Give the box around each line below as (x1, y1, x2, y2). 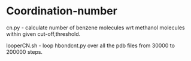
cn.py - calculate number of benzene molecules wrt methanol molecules (6, 24, 185, 31)
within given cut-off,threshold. (6, 30, 81, 37)
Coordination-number (6, 4, 118, 18)
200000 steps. (6, 48, 43, 55)
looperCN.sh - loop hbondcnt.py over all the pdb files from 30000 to (6, 42, 175, 49)
